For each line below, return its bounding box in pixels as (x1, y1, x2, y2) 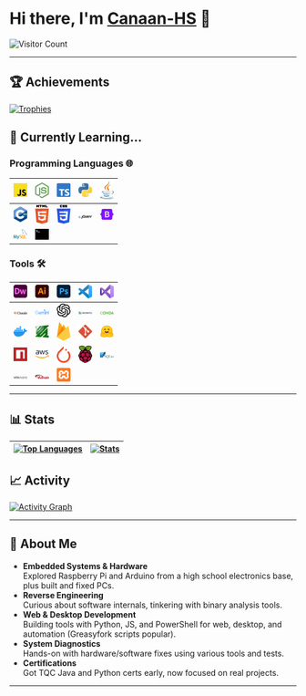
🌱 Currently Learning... (9, 130, 143, 145)
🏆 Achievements (9, 75, 110, 90)
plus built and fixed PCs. (22, 579, 115, 591)
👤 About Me (9, 536, 77, 552)
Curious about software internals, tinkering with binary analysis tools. (22, 599, 282, 610)
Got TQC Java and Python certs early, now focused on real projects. (22, 667, 280, 678)
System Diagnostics (22, 638, 101, 649)
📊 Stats (9, 411, 56, 427)
